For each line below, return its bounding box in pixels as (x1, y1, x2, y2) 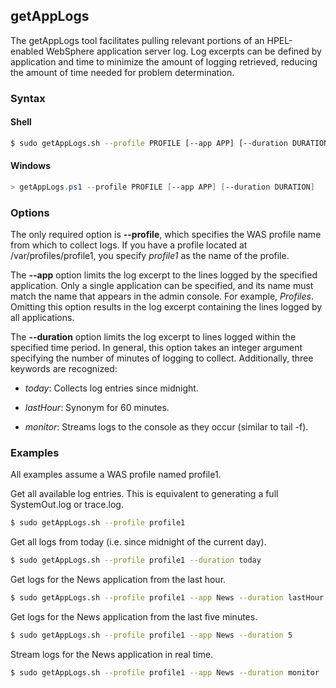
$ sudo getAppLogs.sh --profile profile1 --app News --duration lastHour (10, 593, 325, 603)
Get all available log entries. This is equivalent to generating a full (10, 488, 279, 500)
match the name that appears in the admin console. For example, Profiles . (10, 290, 314, 303)
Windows (10, 160, 51, 172)
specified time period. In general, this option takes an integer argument (10, 342, 303, 354)
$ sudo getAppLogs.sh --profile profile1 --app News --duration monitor (10, 667, 320, 678)
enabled (10, 45, 44, 57)
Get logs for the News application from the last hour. (10, 574, 227, 586)
